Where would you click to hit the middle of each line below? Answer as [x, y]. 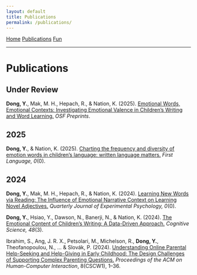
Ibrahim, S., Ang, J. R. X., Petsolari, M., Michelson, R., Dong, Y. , [82, 241]
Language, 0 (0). [26, 161]
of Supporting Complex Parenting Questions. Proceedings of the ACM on [94, 260]
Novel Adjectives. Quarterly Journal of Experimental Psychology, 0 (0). [91, 206]
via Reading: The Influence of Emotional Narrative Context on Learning [91, 200]
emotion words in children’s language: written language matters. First [89, 155]
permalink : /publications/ [39, 22]
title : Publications [31, 17]
